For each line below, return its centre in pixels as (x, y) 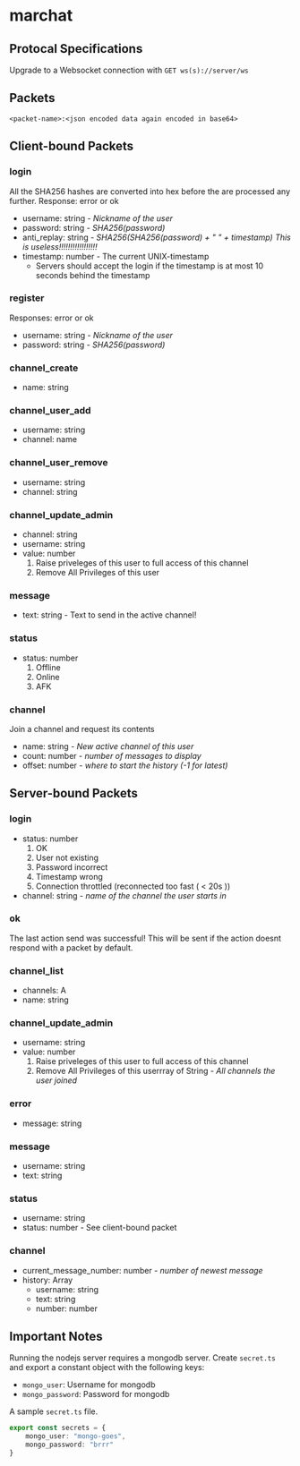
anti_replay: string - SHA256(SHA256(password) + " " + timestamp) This (156, 237)
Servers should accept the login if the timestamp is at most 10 (150, 266)
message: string (52, 1123)
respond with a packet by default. (71, 947)
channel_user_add (50, 411)
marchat (41, 16)
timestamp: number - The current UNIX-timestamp (116, 256)
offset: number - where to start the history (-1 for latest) (125, 765)
